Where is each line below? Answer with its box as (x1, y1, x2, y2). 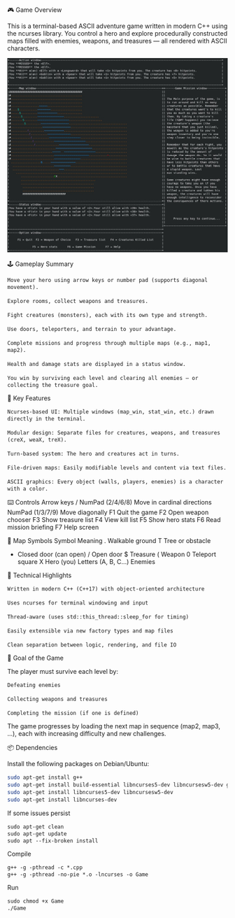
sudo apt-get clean (7, 823, 64, 831)
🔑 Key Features (7, 394, 51, 402)
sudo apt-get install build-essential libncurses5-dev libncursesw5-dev (7, 782, 224, 789)
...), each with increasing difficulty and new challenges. (7, 730, 166, 738)
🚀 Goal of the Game (7, 654, 64, 663)
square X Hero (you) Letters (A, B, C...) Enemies (17, 558, 156, 566)
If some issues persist (7, 809, 71, 817)
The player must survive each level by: (7, 668, 119, 676)
